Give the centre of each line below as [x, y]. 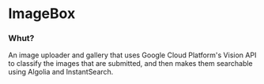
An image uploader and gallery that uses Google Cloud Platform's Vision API [132, 55]
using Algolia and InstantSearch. [61, 72]
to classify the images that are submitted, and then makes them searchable [130, 64]
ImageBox [42, 14]
